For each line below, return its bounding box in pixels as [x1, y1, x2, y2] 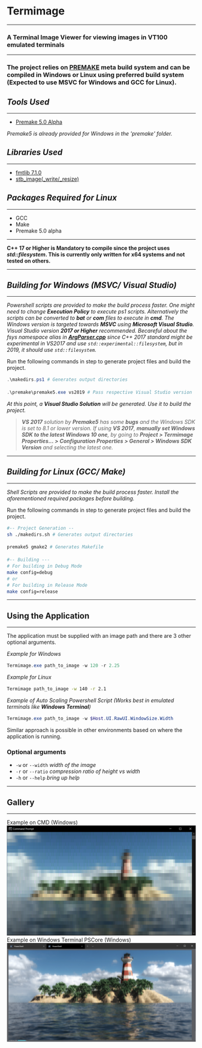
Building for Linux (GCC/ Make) [7, 467, 126, 477]
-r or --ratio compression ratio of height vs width [15, 768, 140, 775]
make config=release [7, 589, 59, 595]
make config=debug [7, 569, 53, 575]
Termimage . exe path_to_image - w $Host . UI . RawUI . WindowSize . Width [7, 716, 173, 722]
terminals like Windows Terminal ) [7, 703, 92, 710]
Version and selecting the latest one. [21, 444, 113, 451]
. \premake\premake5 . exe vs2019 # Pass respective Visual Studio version [7, 389, 192, 396]
